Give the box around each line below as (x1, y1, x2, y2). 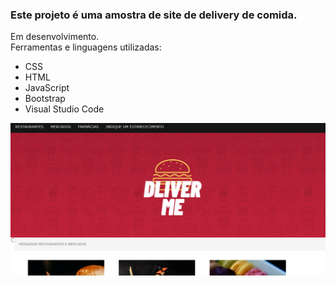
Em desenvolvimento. (10, 31, 100, 43)
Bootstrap (24, 93, 66, 105)
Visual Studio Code (24, 103, 105, 115)
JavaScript (24, 82, 70, 94)
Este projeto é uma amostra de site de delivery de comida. (10, 8, 298, 22)
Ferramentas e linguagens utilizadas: (10, 41, 162, 53)
